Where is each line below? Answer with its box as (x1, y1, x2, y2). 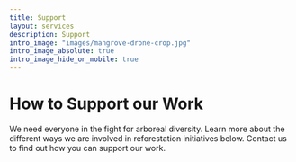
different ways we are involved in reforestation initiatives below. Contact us (9, 132, 288, 144)
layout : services (9, 22, 75, 31)
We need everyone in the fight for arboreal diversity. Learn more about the (9, 123, 285, 134)
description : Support (9, 30, 91, 39)
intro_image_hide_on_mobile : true (9, 55, 139, 64)
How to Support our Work (9, 94, 204, 114)
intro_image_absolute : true (9, 47, 115, 56)
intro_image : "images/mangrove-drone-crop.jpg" (9, 38, 192, 48)
